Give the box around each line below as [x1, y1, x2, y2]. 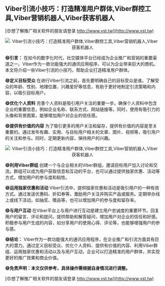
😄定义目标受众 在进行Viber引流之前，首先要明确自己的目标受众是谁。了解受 [5, 78, 160, 83]
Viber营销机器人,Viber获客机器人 [14, 14, 115, 22]
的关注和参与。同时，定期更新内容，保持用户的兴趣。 [5, 135, 113, 141]
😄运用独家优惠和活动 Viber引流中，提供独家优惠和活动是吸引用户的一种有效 [5, 184, 160, 190]
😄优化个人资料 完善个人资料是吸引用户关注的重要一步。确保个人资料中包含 [5, 100, 157, 106]
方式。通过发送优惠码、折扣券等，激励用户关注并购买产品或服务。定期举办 [5, 191, 156, 197]
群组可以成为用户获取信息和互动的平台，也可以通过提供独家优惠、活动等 [13, 168, 160, 174]
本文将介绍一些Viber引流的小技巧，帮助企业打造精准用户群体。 [5, 67, 133, 73]
